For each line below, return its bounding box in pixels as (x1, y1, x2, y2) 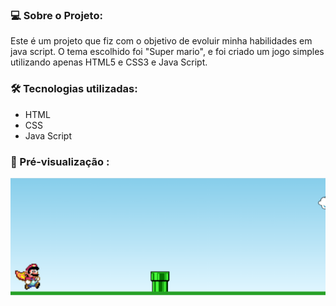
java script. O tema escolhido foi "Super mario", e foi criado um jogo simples (10, 46, 325, 58)
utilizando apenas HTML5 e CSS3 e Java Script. (10, 56, 208, 68)
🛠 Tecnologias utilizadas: (10, 82, 138, 96)
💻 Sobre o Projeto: (10, 8, 103, 22)
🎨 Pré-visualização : (10, 154, 110, 168)
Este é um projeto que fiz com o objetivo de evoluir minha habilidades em (10, 35, 313, 47)
